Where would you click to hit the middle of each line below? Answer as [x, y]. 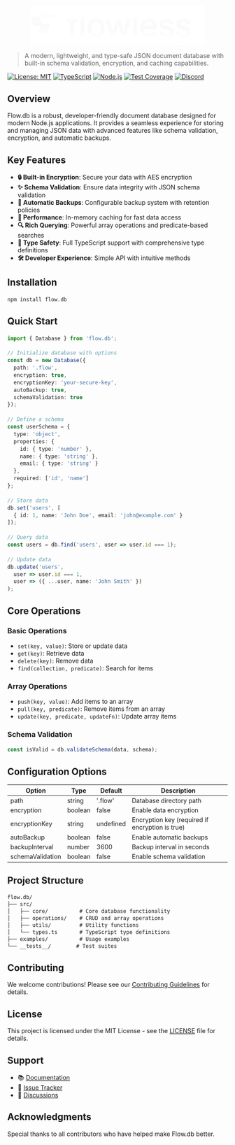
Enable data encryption [165, 810]
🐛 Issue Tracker [40, 1087]
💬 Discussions [38, 1095]
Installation [32, 283]
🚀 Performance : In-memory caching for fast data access [99, 217]
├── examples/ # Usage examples [69, 939]
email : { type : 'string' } [59, 463]
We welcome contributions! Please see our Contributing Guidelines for [108, 985]
